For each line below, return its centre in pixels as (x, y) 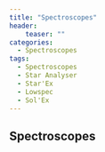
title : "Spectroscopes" (53, 17)
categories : (31, 42)
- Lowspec (35, 92)
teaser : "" (45, 34)
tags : (19, 59)
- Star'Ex (35, 84)
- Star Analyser (47, 76)
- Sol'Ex (33, 100)
